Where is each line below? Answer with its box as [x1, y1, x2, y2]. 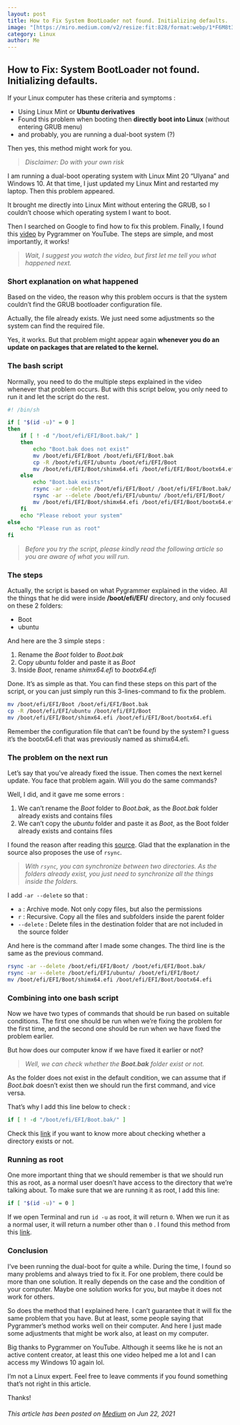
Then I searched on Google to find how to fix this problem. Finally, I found [7, 222, 224, 231]
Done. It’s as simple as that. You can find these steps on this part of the [7, 680, 217, 688]
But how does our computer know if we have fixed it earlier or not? [7, 1046, 204, 1054]
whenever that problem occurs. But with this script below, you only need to [7, 385, 229, 393]
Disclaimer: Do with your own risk [24, 158, 124, 166]
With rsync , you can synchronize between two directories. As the [24, 862, 217, 871]
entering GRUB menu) [17, 122, 83, 131]
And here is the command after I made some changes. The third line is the [7, 942, 225, 950]
